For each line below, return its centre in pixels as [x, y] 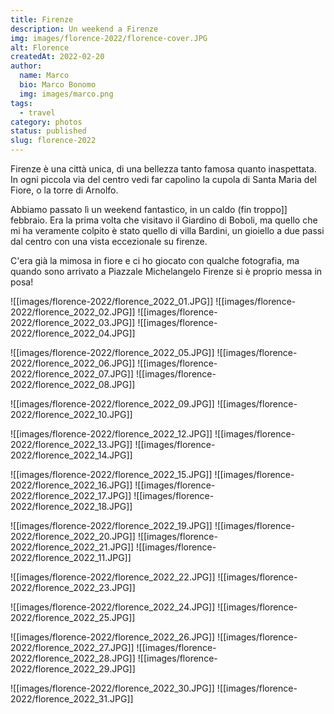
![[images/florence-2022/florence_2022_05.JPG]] [112, 352]
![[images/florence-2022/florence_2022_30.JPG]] [112, 688]
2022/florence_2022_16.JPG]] [71, 485]
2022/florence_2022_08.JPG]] [73, 384]
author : [26, 66]
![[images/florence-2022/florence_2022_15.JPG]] [111, 474]
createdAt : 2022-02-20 [57, 57]
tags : [21, 103]
